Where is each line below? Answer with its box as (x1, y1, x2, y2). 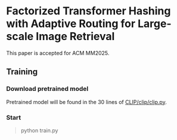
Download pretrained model (6, 85, 89, 93)
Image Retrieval (35, 30, 115, 43)
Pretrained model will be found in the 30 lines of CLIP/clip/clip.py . (6, 98, 167, 105)
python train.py (20, 127, 58, 134)
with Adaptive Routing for (6, 17, 136, 31)
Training (6, 67, 38, 77)
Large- (138, 17, 172, 31)
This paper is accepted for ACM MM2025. (6, 49, 110, 56)
